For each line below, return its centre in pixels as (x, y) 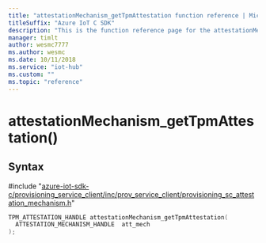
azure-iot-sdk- (65, 186)
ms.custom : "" (32, 74)
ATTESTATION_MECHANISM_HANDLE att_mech (83, 225)
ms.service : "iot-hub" (46, 67)
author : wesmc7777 (38, 45)
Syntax (26, 167)
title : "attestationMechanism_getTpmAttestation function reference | (127, 15)
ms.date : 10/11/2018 (42, 60)
